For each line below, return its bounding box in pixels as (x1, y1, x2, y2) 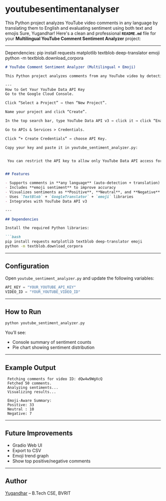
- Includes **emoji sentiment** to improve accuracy (5, 185, 116, 190)
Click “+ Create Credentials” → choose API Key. (5, 136, 107, 141)
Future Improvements (5, 429, 73, 438)
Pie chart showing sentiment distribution (12, 344, 95, 350)
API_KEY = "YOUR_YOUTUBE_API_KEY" (5, 285, 77, 290)
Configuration (5, 262, 49, 270)
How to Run (5, 307, 41, 316)
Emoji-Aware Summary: (7, 398, 52, 403)
